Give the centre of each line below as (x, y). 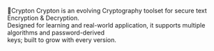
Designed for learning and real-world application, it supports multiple (106, 25)
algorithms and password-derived (56, 32)
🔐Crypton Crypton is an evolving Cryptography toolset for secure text (107, 11)
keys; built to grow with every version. (62, 40)
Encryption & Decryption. (44, 18)
